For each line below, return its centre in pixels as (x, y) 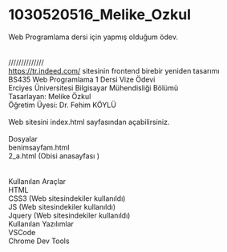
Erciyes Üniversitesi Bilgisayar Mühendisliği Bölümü (93, 88)
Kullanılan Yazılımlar (41, 224)
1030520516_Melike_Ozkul (99, 15)
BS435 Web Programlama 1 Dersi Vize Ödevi (82, 79)
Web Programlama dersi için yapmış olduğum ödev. (93, 37)
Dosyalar (23, 138)
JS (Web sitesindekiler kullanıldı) (62, 206)
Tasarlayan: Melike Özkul (50, 96)
